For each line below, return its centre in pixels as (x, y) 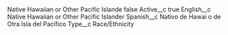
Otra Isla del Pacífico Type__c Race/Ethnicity (71, 24)
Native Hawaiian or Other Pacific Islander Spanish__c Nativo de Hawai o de (114, 16)
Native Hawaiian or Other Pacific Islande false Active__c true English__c (109, 9)
